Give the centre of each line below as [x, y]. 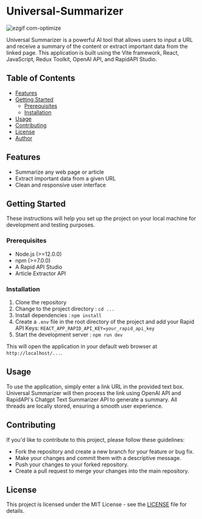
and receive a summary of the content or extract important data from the [97, 46]
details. [15, 511]
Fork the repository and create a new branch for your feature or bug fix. [104, 452]
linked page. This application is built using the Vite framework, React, [93, 52]
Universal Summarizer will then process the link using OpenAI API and [94, 393]
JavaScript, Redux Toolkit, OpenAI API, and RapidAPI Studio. [82, 59]
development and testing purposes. [51, 225]
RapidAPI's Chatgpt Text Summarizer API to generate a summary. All [92, 399]
